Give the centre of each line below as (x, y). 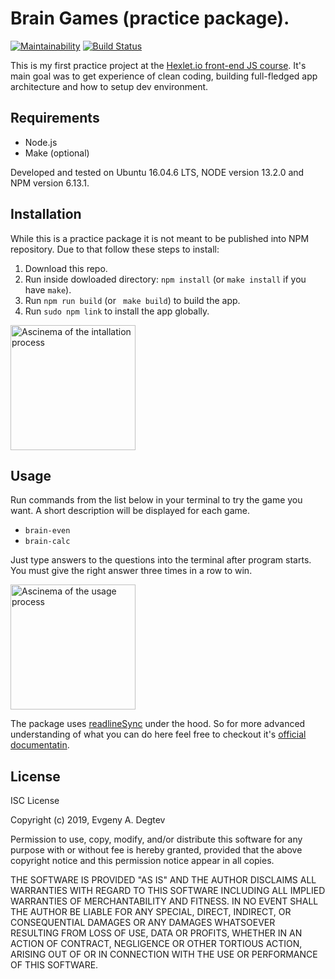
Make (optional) (57, 153)
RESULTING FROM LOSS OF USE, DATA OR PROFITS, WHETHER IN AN (156, 933)
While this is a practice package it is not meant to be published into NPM (160, 238)
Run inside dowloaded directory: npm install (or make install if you (165, 279)
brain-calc (47, 542)
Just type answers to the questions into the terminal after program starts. (161, 560)
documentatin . (40, 745)
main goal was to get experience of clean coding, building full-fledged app (164, 76)
